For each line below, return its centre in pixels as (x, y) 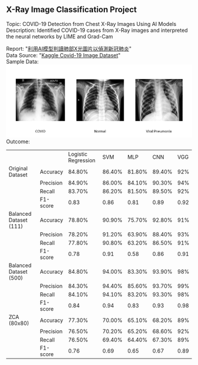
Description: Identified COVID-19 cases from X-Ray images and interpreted (97, 30)
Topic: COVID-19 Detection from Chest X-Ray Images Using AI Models (91, 24)
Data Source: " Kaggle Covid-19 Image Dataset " (63, 55)
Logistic (78, 154)
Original (18, 169)
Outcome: (18, 142)
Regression (82, 160)
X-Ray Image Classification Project (72, 10)
